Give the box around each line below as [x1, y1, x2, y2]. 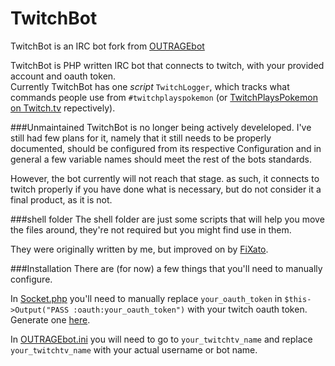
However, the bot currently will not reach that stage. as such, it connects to [10, 172, 320, 184]
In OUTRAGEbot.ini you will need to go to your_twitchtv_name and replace [10, 333, 313, 345]
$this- [284, 294, 312, 304]
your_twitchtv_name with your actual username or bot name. [10, 343, 258, 356]
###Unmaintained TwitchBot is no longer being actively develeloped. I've [10, 121, 312, 133]
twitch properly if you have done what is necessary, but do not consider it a [10, 183, 322, 195]
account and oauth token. [10, 70, 117, 82]
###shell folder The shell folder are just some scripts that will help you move [10, 213, 325, 225]
